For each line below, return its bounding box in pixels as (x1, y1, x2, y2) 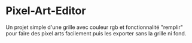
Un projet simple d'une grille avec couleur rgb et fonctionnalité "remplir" (5, 24, 184, 31)
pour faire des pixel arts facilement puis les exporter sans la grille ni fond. (5, 29, 187, 37)
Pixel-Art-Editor (5, 4, 86, 18)
